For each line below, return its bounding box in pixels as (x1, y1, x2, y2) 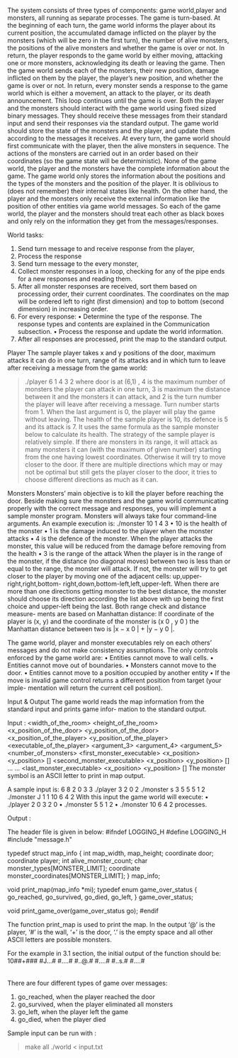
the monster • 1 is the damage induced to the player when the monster (7, 527, 214, 535)
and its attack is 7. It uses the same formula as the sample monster (24, 423, 220, 431)
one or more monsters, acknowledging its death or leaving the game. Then (7, 59, 225, 67)
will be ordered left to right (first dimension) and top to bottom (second (17, 297, 225, 306)
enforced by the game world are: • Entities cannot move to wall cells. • (7, 654, 214, 662)
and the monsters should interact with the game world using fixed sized (7, 104, 217, 112)
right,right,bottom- (7, 579, 62, 588)
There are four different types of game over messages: (7, 979, 168, 987)
